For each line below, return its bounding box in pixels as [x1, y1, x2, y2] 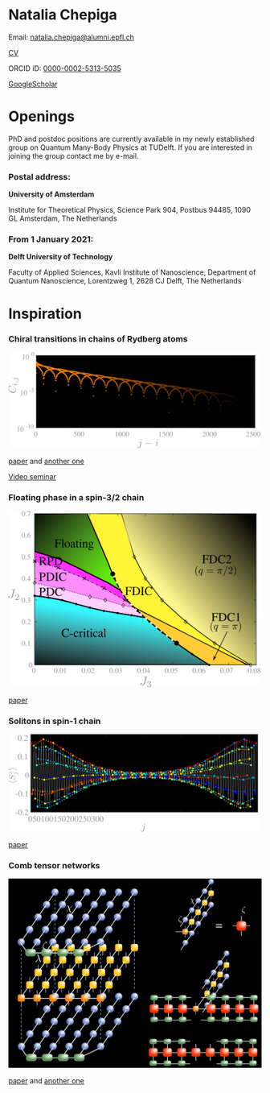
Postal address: [8, 171, 71, 182]
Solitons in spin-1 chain [8, 715, 101, 727]
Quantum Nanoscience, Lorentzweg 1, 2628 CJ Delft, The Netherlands [8, 276, 242, 286]
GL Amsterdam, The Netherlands [8, 213, 118, 223]
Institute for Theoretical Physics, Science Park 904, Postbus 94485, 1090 [8, 205, 252, 215]
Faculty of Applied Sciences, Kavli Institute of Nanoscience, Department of [8, 267, 256, 277]
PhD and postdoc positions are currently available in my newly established [8, 134, 255, 143]
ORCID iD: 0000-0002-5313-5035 [8, 63, 122, 73]
